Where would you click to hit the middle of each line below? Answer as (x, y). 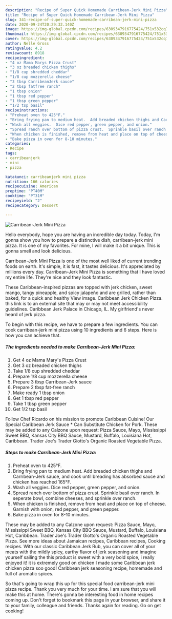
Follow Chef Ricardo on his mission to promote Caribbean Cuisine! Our (80, 419)
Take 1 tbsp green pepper (40, 403)
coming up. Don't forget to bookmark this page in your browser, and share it (85, 600)
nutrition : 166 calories (32, 182)
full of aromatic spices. (29, 573)
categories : (18, 144)
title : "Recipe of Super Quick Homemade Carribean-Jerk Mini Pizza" (80, 15)
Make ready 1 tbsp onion (39, 393)
